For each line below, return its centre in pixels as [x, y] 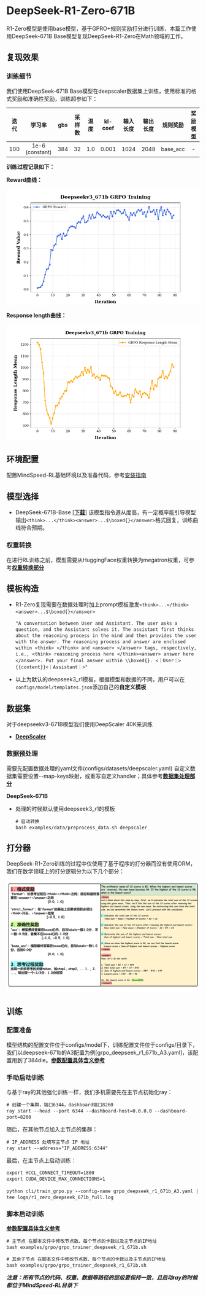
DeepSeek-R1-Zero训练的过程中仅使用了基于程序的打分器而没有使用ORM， [101, 864]
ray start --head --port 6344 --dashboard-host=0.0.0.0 [79, 1111]
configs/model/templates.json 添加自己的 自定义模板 [81, 687]
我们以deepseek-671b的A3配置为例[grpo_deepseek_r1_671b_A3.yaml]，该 [100, 1052]
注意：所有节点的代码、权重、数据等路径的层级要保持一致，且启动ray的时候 [102, 1278]
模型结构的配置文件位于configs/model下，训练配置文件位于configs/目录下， [102, 1044]
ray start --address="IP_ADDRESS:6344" [57, 1148]
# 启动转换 [27, 821]
